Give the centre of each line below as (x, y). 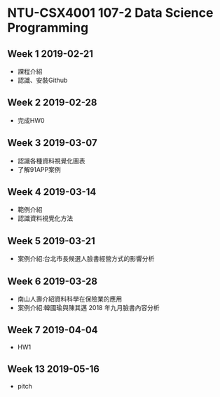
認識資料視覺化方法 (45, 218)
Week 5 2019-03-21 (51, 241)
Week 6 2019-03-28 (53, 281)
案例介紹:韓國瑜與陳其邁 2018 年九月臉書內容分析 (88, 308)
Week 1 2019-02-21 (50, 54)
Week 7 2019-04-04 (53, 330)
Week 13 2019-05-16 (54, 369)
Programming (48, 28)
